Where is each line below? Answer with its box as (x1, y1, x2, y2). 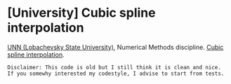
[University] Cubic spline (7, 5, 156, 21)
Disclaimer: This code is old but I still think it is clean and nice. (7, 64, 221, 71)
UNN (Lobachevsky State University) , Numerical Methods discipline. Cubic (7, 43, 224, 51)
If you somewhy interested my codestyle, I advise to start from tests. (7, 70, 225, 77)
